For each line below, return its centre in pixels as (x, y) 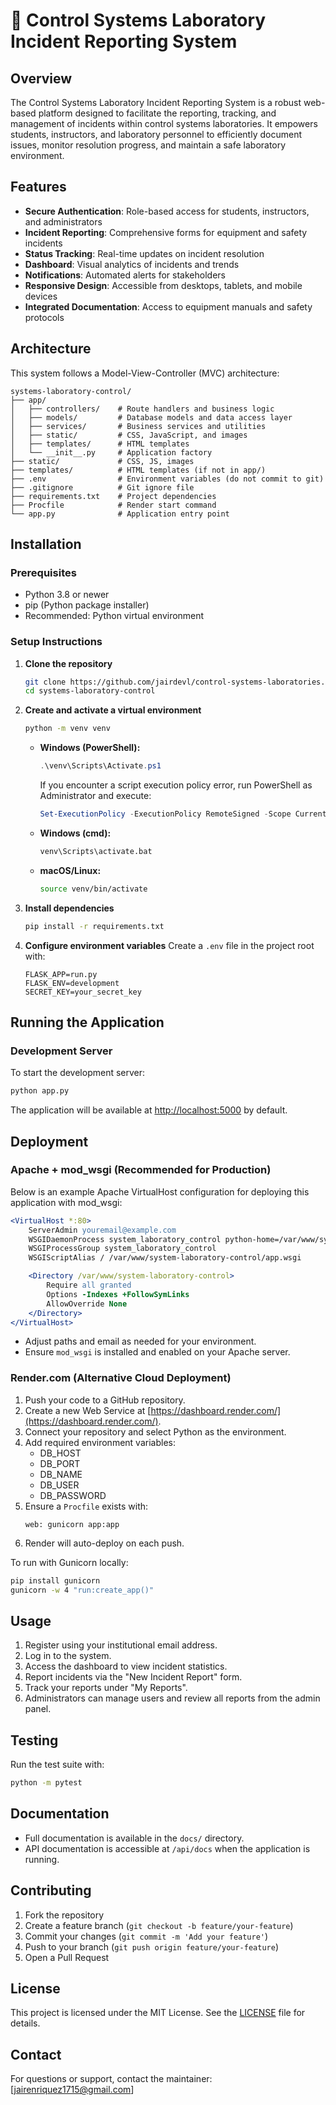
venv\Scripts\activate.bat (96, 851)
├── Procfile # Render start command (113, 505)
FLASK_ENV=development (72, 983)
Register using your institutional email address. (121, 1645)
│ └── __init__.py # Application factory (111, 452)
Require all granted (89, 1285)
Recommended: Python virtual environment (114, 616)
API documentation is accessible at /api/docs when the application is (167, 1848)
